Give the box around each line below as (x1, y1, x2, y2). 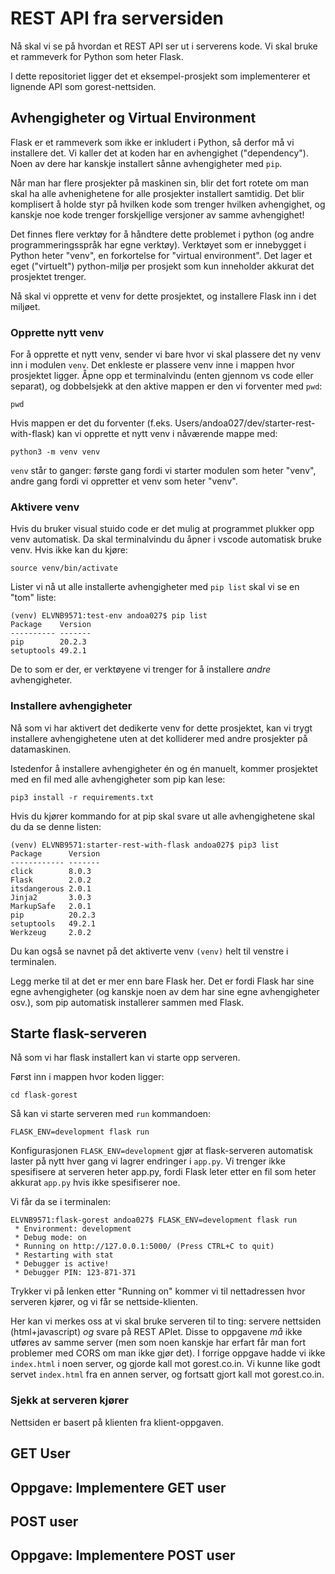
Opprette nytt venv (10, 325, 105, 339)
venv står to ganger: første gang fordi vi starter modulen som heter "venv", (10, 465, 317, 477)
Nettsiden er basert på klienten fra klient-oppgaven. (10, 1416, 224, 1428)
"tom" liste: (10, 592, 57, 604)
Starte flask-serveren (10, 1025, 147, 1042)
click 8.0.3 (10, 866, 92, 876)
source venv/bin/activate (10, 563, 118, 574)
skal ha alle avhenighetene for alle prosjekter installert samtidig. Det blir (10, 187, 305, 199)
